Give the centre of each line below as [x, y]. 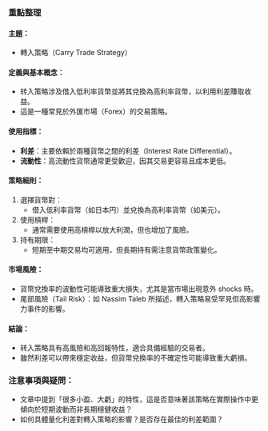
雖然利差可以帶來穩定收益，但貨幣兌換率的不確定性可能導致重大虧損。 [136, 358]
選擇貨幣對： [41, 200]
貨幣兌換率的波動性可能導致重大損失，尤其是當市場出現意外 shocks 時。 [139, 289]
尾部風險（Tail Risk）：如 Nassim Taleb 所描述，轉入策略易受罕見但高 [133, 298]
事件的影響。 [48, 309]
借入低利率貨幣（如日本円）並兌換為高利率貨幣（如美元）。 [128, 210]
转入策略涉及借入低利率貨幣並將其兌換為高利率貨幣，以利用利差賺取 [132, 92]
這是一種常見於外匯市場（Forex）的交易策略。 [96, 112]
